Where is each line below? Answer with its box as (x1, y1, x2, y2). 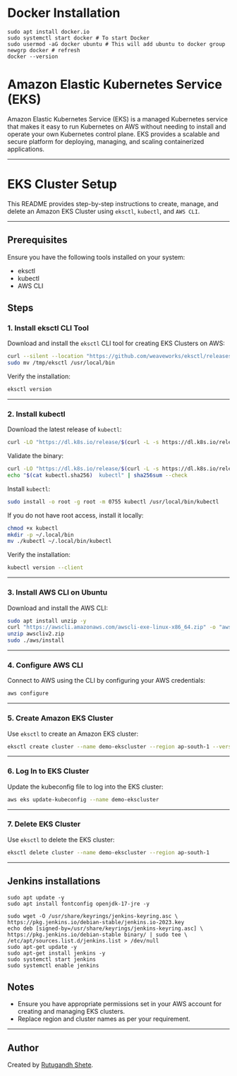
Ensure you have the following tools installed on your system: (7, 253, 186, 261)
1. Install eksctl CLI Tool (7, 323, 90, 333)
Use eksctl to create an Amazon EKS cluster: (7, 729, 139, 738)
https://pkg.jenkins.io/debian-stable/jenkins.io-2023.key (7, 919, 185, 926)
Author (7, 1041, 39, 1053)
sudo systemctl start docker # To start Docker (7, 34, 150, 42)
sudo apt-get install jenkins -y (7, 950, 106, 957)
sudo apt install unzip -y (7, 617, 87, 624)
